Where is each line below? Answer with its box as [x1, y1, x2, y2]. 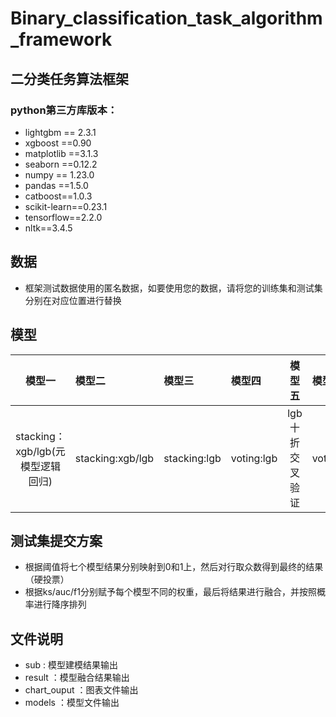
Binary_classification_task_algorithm [10, 7, 323, 30]
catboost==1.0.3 [24, 190, 93, 202]
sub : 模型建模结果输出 [24, 659, 118, 671]
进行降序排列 [33, 598, 87, 611]
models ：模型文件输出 [24, 697, 120, 709]
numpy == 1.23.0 [24, 168, 95, 181]
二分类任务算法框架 [10, 70, 129, 87]
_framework [10, 28, 113, 51]
